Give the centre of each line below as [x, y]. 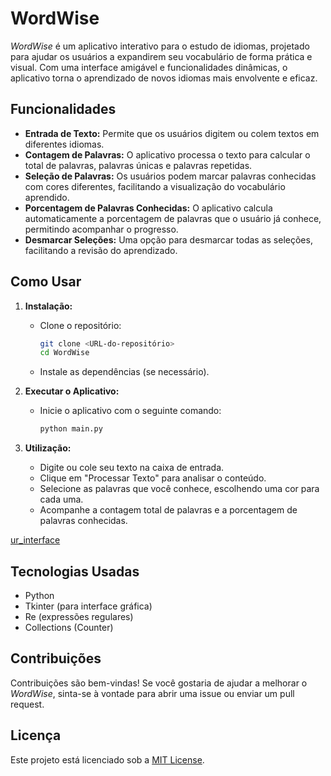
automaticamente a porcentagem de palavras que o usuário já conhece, [173, 218]
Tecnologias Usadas [75, 571]
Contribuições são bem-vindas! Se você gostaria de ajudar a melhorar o [159, 683]
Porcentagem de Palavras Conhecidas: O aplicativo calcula [148, 208]
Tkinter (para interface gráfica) [88, 606]
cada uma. [61, 499]
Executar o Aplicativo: [72, 391]
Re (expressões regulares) [79, 616]
